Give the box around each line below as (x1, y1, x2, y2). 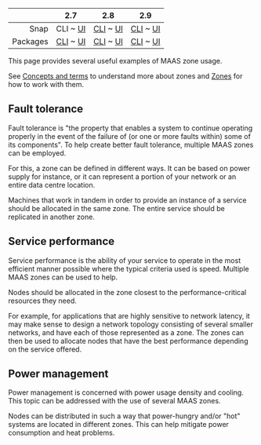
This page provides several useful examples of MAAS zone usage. (8, 57, 223, 65)
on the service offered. (8, 345, 82, 354)
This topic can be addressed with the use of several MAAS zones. (8, 396, 221, 406)
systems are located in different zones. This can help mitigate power (8, 420, 230, 429)
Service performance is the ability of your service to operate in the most (8, 255, 241, 265)
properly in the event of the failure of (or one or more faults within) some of (8, 131, 251, 140)
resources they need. (8, 296, 77, 305)
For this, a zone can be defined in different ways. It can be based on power (8, 163, 251, 173)
